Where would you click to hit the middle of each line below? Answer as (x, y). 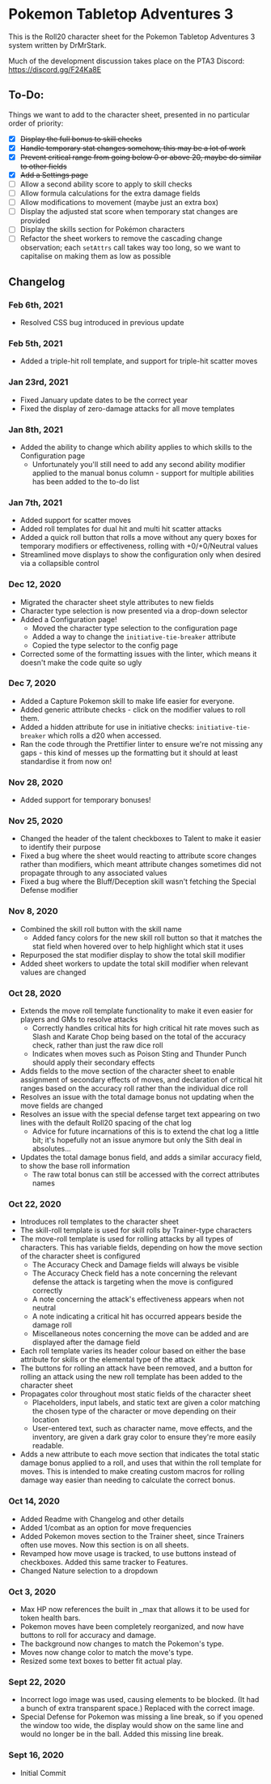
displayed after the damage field (86, 1342)
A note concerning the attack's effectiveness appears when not (138, 1299)
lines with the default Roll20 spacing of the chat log (106, 1123)
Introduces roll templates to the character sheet (100, 1222)
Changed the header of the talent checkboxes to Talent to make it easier (140, 838)
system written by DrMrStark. (57, 45)
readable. (48, 1446)
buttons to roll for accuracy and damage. (88, 1635)
